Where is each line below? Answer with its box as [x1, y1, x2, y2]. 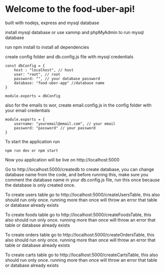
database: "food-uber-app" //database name [14, 80, 105, 85]
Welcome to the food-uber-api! [5, 3, 135, 15]
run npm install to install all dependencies [5, 44, 90, 50]
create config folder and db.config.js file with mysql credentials [5, 53, 134, 60]
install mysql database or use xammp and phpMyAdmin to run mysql [5, 29, 144, 35]
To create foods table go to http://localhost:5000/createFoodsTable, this [5, 211, 152, 218]
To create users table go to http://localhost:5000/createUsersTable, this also [5, 192, 160, 197]
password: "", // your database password [14, 76, 100, 81]
